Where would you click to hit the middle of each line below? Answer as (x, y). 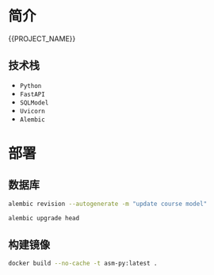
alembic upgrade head (44, 218)
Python (31, 86)
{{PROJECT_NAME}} (42, 38)
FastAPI (32, 94)
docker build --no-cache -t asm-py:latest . (83, 264)
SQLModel (34, 103)
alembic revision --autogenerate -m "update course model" (108, 204)
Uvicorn (32, 111)
